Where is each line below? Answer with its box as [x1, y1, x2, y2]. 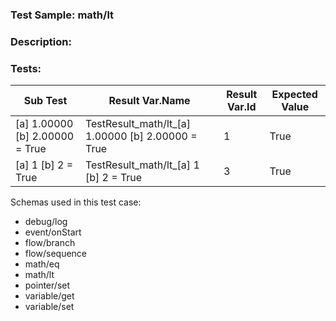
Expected [271, 88, 318, 102]
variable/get [24, 290, 75, 302]
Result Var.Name [108, 94, 191, 108]
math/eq [24, 258, 60, 270]
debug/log [24, 216, 68, 228]
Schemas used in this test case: [10, 196, 142, 208]
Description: [10, 34, 72, 48]
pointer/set [24, 279, 71, 292]
